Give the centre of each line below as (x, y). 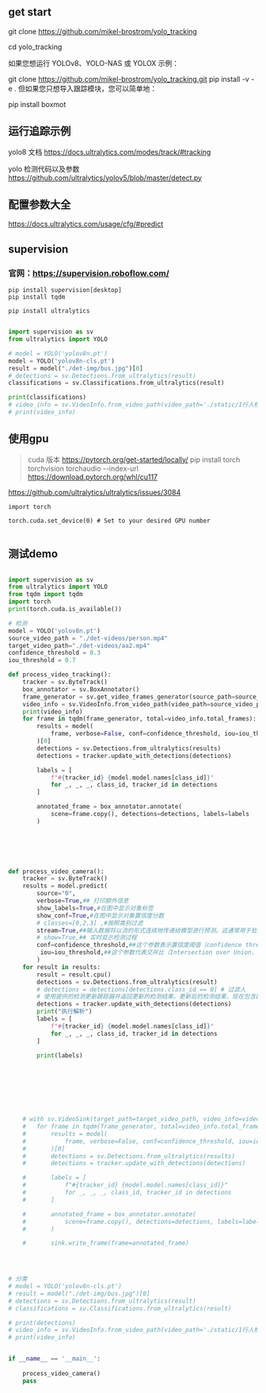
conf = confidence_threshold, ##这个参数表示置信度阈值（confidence (140, 945)
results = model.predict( (65, 886)
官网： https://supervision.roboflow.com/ (89, 273)
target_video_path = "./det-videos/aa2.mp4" (79, 645)
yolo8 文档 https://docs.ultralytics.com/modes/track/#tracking (110, 152)
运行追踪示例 (40, 131)
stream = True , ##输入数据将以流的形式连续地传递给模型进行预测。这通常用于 (144, 930)
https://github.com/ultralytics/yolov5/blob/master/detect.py (105, 178)
